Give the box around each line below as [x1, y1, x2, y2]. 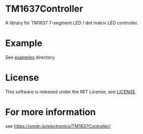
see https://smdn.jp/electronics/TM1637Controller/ [5, 123, 111, 129]
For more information [5, 107, 96, 118]
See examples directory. [5, 54, 56, 60]
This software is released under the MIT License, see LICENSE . [5, 88, 137, 95]
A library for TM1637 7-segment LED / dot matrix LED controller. [5, 20, 138, 26]
